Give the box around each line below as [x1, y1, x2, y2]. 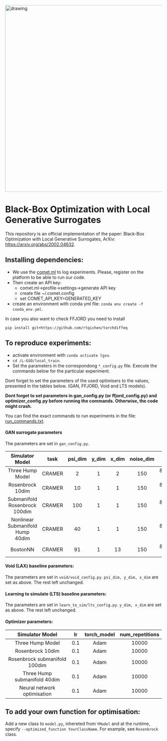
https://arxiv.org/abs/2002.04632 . [5, 241, 76, 247]
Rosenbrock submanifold [8, 656, 67, 663]
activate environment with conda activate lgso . [12, 352, 110, 358]
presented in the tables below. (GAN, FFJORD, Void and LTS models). [5, 383, 147, 389]
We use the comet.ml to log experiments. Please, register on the [12, 269, 144, 275]
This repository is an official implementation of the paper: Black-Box [5, 231, 145, 237]
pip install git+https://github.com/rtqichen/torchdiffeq [5, 325, 128, 330]
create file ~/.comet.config [19, 290, 75, 296]
